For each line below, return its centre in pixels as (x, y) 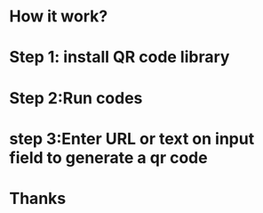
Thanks (38, 198)
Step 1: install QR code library (120, 57)
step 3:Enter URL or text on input (132, 139)
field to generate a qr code (108, 157)
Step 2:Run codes (76, 98)
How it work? (59, 16)
